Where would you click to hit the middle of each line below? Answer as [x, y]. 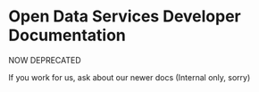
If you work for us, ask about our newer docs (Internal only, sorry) [129, 77]
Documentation [67, 35]
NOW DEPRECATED [45, 60]
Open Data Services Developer [125, 17]
